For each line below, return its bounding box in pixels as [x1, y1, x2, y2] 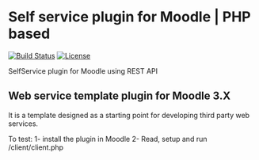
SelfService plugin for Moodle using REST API [8, 66, 158, 75]
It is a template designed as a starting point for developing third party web [8, 110, 250, 120]
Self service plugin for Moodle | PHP [8, 8, 251, 26]
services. [8, 119, 38, 128]
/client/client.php [8, 143, 64, 152]
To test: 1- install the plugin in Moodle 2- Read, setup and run [8, 134, 208, 143]
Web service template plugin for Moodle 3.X [8, 90, 231, 103]
